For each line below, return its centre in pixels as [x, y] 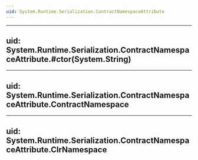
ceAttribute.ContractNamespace [68, 104]
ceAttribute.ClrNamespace [57, 150]
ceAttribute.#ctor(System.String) [69, 59]
